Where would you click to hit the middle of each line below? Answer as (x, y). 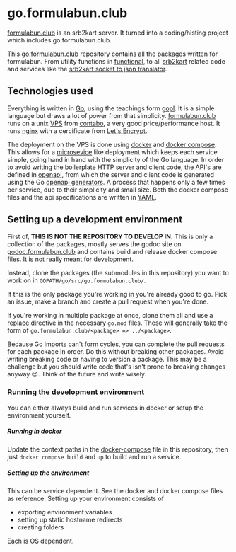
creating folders (41, 527)
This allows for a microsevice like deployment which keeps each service (112, 152)
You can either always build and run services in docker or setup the (105, 408)
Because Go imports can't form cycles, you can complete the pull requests (116, 344)
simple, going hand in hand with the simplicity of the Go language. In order (116, 159)
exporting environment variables (65, 512)
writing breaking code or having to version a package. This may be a (107, 359)
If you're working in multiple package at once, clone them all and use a (110, 315)
